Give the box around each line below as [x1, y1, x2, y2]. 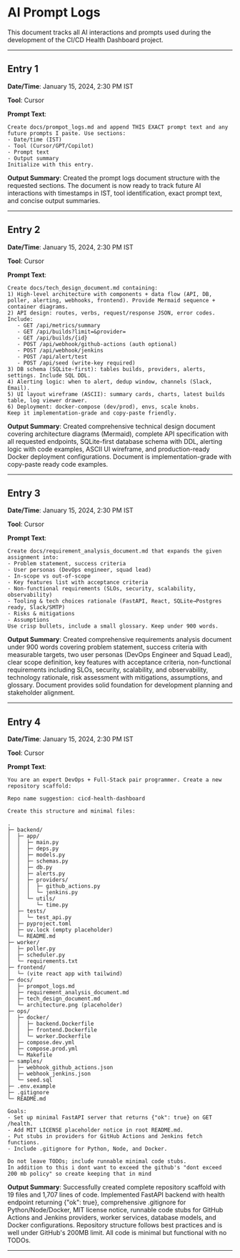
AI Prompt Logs [7, 4, 101, 21]
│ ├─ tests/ [7, 908, 46, 915]
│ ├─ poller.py [7, 945, 56, 953]
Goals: [7, 1108, 27, 1115]
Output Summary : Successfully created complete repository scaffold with [7, 1183, 226, 1192]
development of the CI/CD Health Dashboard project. [7, 35, 164, 44]
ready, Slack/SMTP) [7, 604, 66, 611]
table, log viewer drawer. [7, 397, 88, 404]
